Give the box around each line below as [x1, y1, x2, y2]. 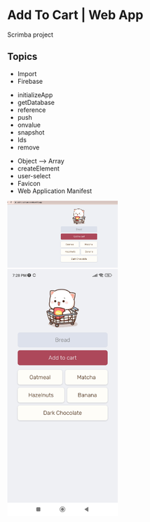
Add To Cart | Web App [7, 7, 144, 23]
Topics [7, 51, 38, 63]
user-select [17, 171, 51, 180]
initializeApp [17, 90, 53, 99]
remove [17, 143, 40, 151]
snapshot [17, 128, 45, 137]
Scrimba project [7, 30, 54, 39]
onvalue [17, 120, 41, 129]
